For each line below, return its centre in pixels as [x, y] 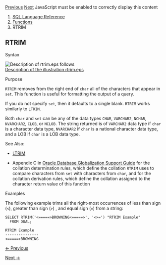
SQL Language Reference [39, 17]
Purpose [14, 79]
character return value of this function [51, 184]
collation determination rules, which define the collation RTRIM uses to [83, 168]
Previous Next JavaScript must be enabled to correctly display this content [82, 7]
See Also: [15, 143]
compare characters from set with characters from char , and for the [82, 173]
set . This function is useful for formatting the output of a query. [70, 94]
